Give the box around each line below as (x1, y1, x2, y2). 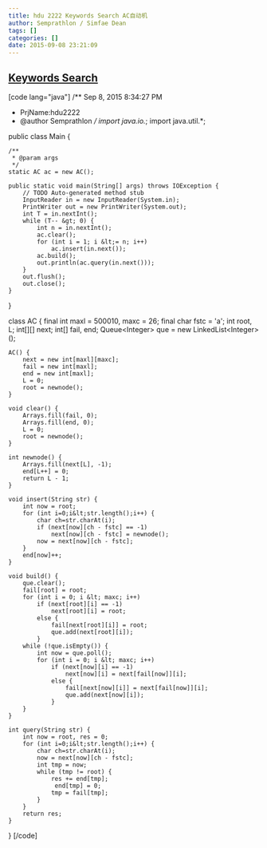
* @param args (11, 153, 59, 162)
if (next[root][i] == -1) (37, 600, 124, 608)
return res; (22, 810, 62, 818)
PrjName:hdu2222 (19, 107, 80, 117)
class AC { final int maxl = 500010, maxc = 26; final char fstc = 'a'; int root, (8, 316, 253, 326)
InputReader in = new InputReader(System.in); (22, 196, 180, 204)
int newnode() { (8, 453, 62, 462)
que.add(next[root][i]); (50, 628, 134, 636)
